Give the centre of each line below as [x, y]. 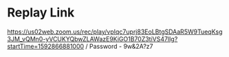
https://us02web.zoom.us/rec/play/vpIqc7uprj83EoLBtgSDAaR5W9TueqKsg [115, 32]
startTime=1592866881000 [46, 46]
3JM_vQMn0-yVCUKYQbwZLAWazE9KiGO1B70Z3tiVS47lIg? [92, 38]
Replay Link [41, 13]
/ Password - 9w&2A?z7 [119, 46]
